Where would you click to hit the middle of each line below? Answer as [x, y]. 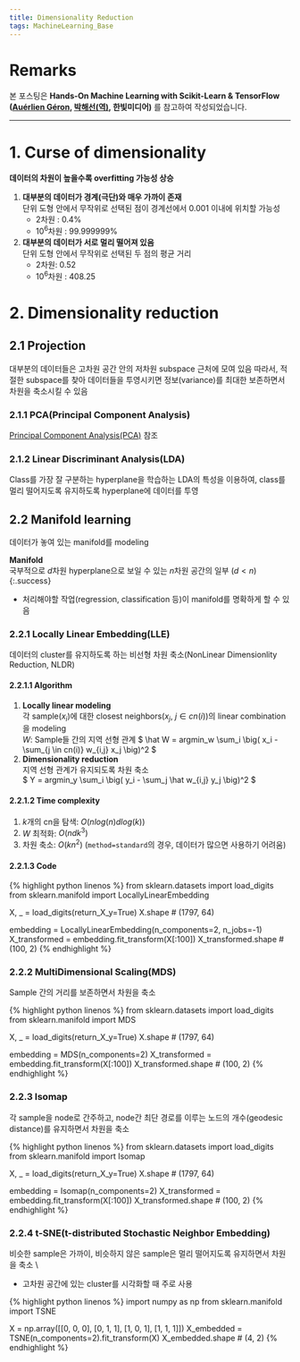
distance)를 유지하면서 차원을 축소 [69, 1128]
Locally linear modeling [67, 705]
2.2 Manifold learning [71, 519]
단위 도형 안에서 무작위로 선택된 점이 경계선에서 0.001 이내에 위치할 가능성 [151, 209]
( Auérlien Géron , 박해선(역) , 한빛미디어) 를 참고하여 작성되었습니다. [128, 107]
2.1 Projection [48, 346]
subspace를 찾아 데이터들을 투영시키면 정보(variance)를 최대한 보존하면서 [155, 379]
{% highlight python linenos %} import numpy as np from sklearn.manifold [146, 1302]
